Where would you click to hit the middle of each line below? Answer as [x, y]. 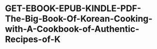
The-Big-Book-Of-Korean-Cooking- [79, 19]
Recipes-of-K [33, 40]
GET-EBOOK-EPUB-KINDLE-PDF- [73, 8]
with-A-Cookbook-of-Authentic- [72, 29]
